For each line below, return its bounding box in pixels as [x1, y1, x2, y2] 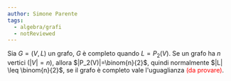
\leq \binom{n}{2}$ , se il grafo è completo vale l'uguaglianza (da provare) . [7, 66, 225, 75]
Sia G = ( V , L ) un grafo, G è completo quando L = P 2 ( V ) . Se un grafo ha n [7, 49, 221, 60]
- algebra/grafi [14, 23, 62, 30]
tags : [7, 17, 23, 24]
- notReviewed [14, 30, 55, 37]
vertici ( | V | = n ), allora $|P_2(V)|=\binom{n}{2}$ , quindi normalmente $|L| [7, 58, 223, 67]
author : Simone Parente [7, 10, 78, 18]
